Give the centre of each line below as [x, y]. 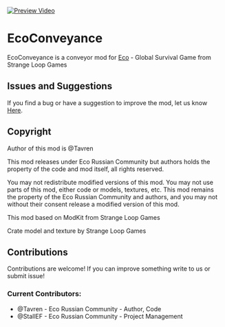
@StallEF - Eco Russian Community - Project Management [100, 316]
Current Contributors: [44, 294]
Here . [15, 110]
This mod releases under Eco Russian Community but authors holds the [109, 161]
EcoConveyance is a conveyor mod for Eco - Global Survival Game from [109, 57]
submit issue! [26, 276]
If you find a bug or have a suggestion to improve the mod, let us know [107, 102]
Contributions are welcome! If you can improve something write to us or [109, 269]
